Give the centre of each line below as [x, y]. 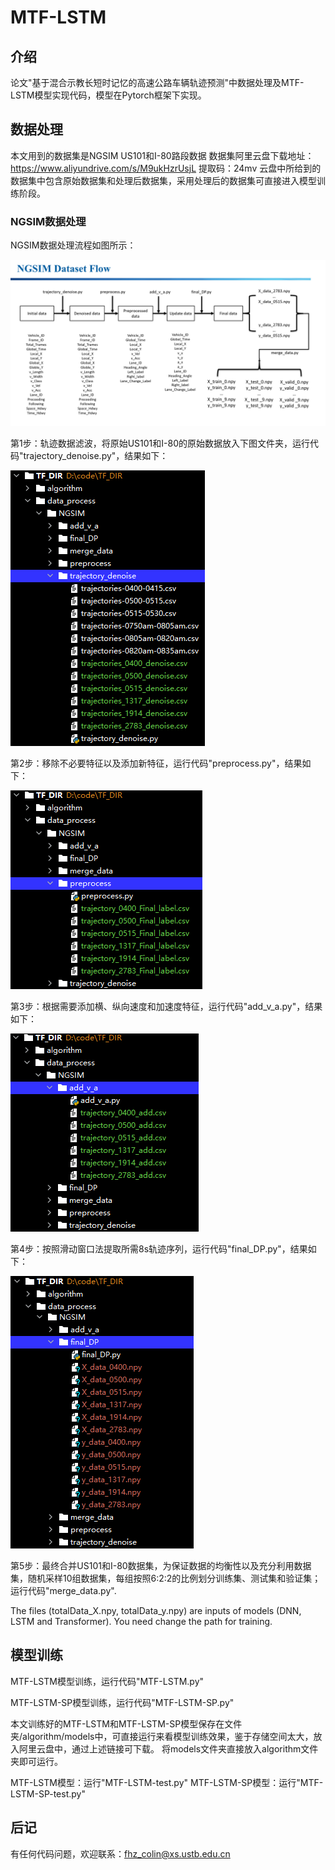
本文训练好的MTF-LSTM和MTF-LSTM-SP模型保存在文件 [126, 1723]
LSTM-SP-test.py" [48, 1793]
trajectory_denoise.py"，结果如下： [96, 455]
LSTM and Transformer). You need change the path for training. [141, 1621]
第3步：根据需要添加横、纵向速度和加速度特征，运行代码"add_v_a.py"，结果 [166, 1006]
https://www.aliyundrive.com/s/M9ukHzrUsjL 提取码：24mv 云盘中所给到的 [166, 168]
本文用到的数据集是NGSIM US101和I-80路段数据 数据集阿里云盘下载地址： [162, 155]
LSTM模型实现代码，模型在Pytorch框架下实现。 [108, 95]
